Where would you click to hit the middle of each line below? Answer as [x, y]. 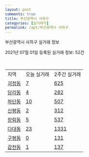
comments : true [20, 14]
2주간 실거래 [67, 74]
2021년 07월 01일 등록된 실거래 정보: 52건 [45, 52]
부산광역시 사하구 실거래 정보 [32, 42]
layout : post [18, 9]
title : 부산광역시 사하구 [27, 18]
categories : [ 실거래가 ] [27, 23]
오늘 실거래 [38, 74]
